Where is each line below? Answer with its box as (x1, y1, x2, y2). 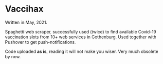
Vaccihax (5, 3, 44, 15)
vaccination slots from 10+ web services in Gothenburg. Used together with (5, 34, 157, 40)
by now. (5, 53, 21, 59)
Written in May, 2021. (5, 19, 48, 25)
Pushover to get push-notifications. (5, 39, 76, 45)
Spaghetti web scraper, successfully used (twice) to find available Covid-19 (5, 29, 157, 34)
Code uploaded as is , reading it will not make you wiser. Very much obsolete (5, 48, 159, 54)
